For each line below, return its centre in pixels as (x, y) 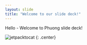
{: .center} (46, 37)
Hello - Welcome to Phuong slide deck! (44, 28)
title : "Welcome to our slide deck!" (43, 14)
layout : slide (19, 9)
